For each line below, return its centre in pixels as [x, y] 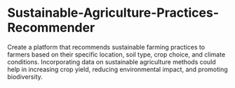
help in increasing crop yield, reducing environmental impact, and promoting [117, 69]
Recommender [51, 28]
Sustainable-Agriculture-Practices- [113, 13]
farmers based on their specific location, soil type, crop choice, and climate [116, 54]
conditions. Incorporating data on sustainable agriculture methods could [112, 61]
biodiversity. [25, 76]
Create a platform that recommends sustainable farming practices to [106, 47]
